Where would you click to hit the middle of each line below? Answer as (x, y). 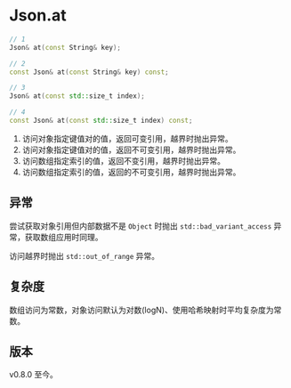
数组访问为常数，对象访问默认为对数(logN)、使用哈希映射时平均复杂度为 (141, 310)
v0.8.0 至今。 (33, 375)
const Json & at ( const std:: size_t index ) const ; (101, 121)
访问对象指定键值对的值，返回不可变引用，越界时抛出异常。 (131, 150)
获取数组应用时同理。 (64, 237)
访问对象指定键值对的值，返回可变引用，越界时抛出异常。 (127, 138)
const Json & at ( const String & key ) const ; (89, 72)
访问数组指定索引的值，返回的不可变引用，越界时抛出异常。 (131, 172)
